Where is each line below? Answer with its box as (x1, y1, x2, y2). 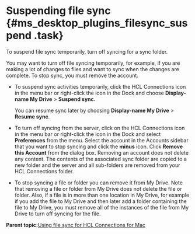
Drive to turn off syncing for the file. (14, 210, 101, 217)
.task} (34, 29, 64, 42)
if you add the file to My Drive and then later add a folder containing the (14, 197, 187, 205)
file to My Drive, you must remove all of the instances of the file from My (14, 204, 189, 211)
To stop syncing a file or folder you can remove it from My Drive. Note (14, 179, 183, 186)
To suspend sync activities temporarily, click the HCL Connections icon (14, 83, 186, 90)
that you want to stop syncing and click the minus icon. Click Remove (14, 143, 183, 150)
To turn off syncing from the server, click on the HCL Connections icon (14, 124, 185, 131)
